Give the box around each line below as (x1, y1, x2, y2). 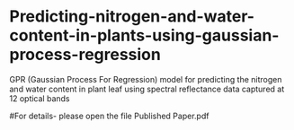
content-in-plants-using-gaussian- (9, 25, 280, 46)
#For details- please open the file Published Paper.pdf (9, 110, 209, 121)
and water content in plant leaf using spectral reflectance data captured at (9, 83, 285, 94)
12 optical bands (9, 92, 70, 104)
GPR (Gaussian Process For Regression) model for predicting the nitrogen (9, 74, 282, 84)
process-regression (9, 45, 162, 65)
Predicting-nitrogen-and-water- (9, 6, 254, 27)
